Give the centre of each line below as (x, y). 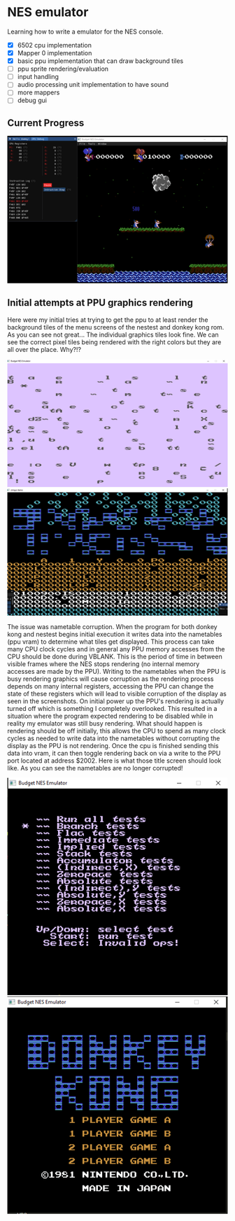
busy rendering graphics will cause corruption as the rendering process (111, 679)
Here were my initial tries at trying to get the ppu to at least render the (108, 320)
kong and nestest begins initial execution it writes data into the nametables (115, 634)
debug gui (32, 100)
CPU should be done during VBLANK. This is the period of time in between (115, 656)
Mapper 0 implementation (55, 53)
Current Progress (46, 123)
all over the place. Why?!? (44, 349)
